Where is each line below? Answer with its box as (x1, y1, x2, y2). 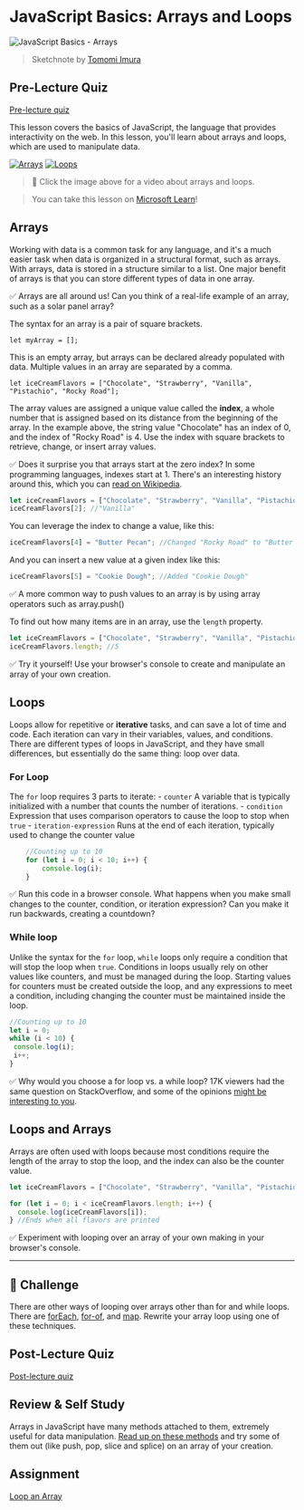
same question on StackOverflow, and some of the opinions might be (9, 1085, 267, 1097)
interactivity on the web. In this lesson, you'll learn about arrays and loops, (9, 131, 287, 142)
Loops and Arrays (9, 1121, 111, 1138)
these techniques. (9, 1321, 77, 1332)
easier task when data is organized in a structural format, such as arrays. (9, 254, 281, 264)
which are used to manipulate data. (9, 140, 140, 151)
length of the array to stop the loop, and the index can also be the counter (9, 1155, 285, 1166)
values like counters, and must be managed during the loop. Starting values (9, 971, 291, 982)
